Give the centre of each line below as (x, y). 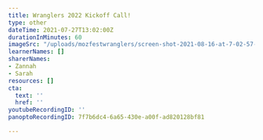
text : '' (29, 95)
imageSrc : (24, 45)
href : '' (29, 102)
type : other (27, 23)
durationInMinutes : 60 (45, 37)
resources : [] (31, 81)
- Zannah (22, 66)
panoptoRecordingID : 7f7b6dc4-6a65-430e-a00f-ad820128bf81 (106, 117)
